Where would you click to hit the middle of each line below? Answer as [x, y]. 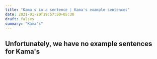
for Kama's [23, 51]
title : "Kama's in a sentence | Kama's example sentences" [68, 10]
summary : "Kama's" [24, 24]
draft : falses [20, 19]
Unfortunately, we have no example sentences [79, 43]
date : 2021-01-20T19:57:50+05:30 [40, 14]
